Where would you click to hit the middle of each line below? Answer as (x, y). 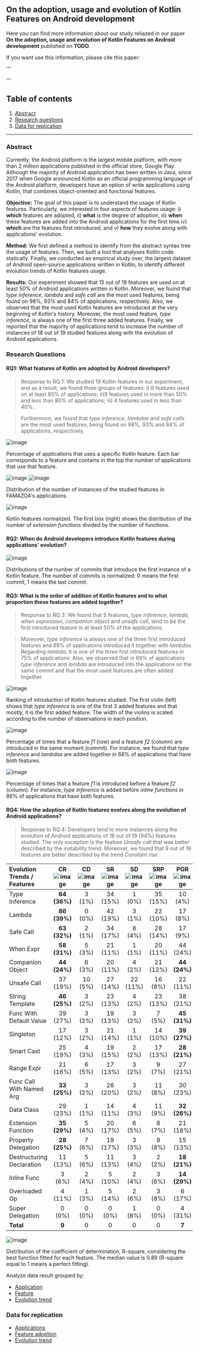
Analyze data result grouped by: (45, 1275)
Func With (23, 1013)
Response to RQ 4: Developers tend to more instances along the (99, 829)
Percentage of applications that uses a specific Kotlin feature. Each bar (93, 454)
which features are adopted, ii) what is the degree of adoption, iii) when (94, 215)
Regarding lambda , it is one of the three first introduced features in (102, 652)
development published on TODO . (48, 46)
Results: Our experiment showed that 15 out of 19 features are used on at (96, 282)
